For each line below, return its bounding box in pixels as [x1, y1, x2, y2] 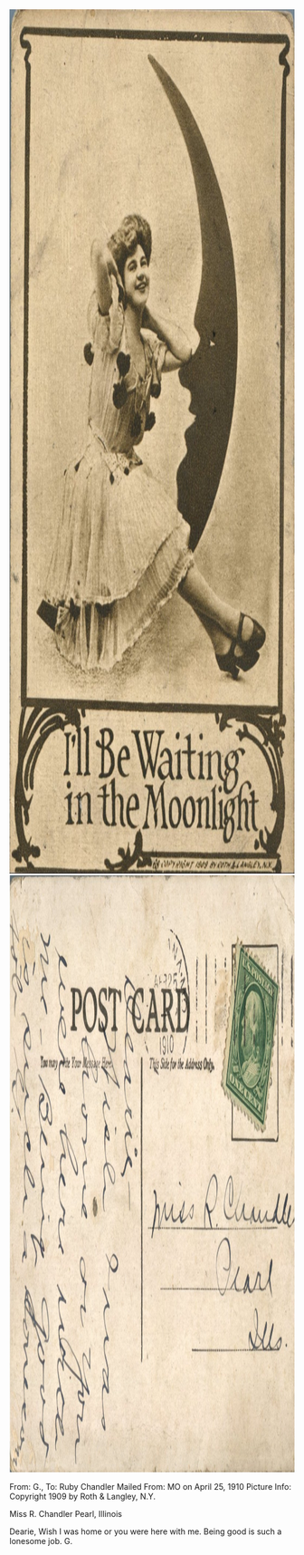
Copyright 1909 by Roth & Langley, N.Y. [9, 1491, 157, 1502]
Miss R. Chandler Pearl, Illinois [9, 1509, 122, 1519]
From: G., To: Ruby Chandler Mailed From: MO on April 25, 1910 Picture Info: [9, 1482, 292, 1492]
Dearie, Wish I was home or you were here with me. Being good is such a [9, 1526, 282, 1537]
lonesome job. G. [9, 1536, 73, 1546]
